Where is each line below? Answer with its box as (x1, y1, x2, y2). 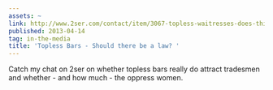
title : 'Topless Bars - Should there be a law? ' (8, 42, 180, 50)
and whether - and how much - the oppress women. (8, 73, 184, 83)
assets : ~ (8, 11, 42, 20)
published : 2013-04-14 (8, 27, 85, 35)
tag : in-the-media (8, 34, 71, 43)
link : (8, 19, 27, 28)
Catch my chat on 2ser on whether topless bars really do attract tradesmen (8, 64, 260, 74)
